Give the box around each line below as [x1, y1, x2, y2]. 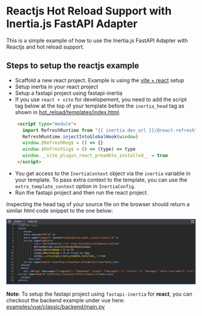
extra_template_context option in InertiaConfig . [14, 182, 136, 190]
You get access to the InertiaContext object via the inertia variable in [14, 169, 191, 177]
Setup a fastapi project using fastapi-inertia [14, 89, 123, 97]
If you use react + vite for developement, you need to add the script [14, 96, 188, 103]
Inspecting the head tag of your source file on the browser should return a [6, 200, 190, 208]
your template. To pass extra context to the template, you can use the [14, 176, 188, 183]
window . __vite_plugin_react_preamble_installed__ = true [22, 153, 168, 159]
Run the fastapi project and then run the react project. [14, 189, 148, 196]
